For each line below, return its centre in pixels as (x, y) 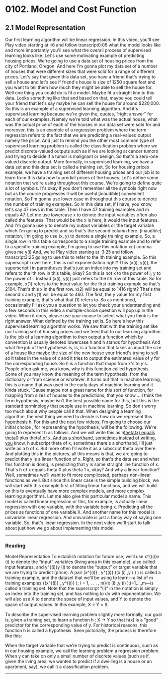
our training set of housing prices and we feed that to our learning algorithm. (83, 332)
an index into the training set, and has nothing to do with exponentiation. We (83, 594)
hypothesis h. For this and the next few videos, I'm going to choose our (78, 422)
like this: (14, 636)
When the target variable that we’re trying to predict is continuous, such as (82, 646)
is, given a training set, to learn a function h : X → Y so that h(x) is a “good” (82, 620)
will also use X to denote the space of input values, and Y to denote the (78, 599)
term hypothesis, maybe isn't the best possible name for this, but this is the (82, 400)
